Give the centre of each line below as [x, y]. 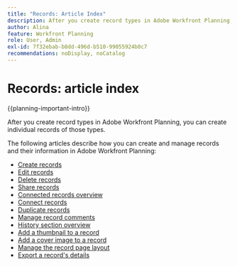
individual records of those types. [56, 129]
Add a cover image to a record [62, 240]
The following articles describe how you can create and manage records [114, 143]
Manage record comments [56, 217]
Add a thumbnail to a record [58, 232]
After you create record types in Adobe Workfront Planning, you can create [117, 122]
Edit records [35, 172]
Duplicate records [44, 209]
